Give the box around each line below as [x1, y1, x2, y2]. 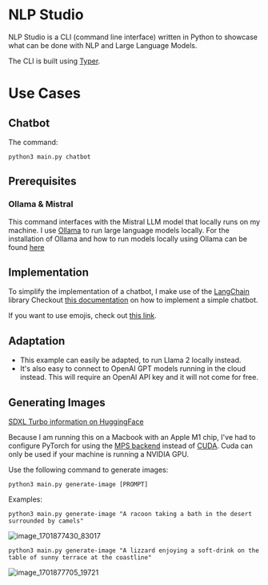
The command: [8, 137, 58, 147]
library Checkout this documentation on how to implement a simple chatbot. [8, 295, 258, 305]
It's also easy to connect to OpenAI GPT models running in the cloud [19, 364, 246, 373]
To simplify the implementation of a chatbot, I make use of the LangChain [8, 287, 250, 297]
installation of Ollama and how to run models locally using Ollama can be [8, 234, 248, 244]
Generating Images [8, 395, 106, 409]
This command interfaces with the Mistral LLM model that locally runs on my [8, 216, 261, 226]
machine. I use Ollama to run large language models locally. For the [8, 225, 230, 235]
